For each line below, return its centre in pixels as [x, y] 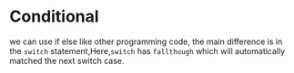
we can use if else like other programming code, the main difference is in [146, 41]
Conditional [54, 17]
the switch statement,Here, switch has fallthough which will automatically [147, 50]
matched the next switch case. [67, 60]
